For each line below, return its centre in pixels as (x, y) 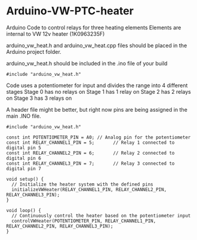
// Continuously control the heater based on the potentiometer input (101, 216)
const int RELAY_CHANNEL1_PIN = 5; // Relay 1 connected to (90, 142)
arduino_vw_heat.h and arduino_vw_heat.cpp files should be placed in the (97, 45)
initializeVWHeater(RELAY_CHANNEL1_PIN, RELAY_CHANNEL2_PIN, (89, 189)
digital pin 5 (24, 147)
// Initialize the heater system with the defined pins (82, 184)
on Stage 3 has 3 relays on (39, 98)
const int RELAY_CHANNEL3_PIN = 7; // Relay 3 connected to (90, 163)
